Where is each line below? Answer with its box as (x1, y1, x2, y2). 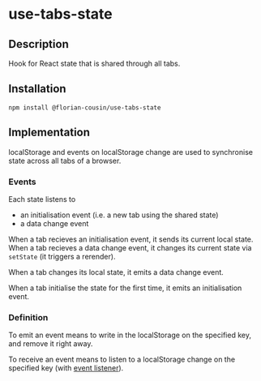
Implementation (8, 126, 91, 139)
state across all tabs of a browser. (8, 156, 122, 165)
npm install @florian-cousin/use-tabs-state (8, 103, 161, 112)
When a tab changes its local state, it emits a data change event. (8, 267, 225, 276)
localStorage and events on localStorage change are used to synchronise (8, 147, 254, 156)
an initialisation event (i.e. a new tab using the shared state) (19, 210, 219, 220)
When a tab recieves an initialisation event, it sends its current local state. (8, 234, 254, 244)
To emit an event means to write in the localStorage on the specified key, (8, 330, 251, 340)
